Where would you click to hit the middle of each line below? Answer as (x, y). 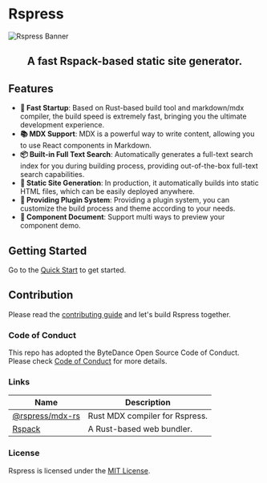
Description (148, 403)
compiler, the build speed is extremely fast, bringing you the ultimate (133, 116)
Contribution (41, 295)
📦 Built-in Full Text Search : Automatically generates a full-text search (136, 155)
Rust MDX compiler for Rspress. (148, 416)
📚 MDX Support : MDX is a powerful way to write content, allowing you (137, 134)
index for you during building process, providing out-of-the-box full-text (139, 166)
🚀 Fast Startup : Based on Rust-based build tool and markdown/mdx (132, 108)
